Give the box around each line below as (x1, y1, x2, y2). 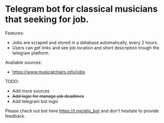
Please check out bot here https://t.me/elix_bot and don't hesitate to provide (5, 108, 159, 114)
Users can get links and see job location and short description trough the (12, 45, 160, 50)
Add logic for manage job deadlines (12, 93, 84, 99)
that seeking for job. (5, 14, 89, 25)
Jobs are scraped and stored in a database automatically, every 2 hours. (12, 39, 159, 45)
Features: (5, 30, 24, 36)
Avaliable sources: (5, 59, 42, 65)
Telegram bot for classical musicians (5, 3, 158, 15)
